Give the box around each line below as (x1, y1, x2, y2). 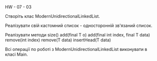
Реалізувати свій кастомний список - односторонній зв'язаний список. (5, 23, 153, 28)
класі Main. (5, 51, 28, 57)
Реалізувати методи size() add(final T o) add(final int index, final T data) (5, 32, 150, 37)
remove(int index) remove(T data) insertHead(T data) (5, 37, 111, 43)
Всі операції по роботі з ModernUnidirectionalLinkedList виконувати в (5, 47, 147, 52)
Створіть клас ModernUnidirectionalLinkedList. (5, 13, 100, 19)
